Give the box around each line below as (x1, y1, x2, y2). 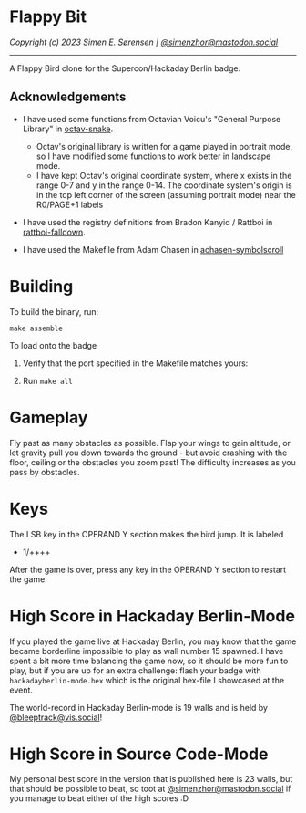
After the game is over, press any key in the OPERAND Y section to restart (9, 564, 287, 575)
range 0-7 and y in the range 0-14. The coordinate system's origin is (36, 180, 293, 191)
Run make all (22, 375, 73, 386)
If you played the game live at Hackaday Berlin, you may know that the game (9, 636, 297, 647)
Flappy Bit (9, 6, 87, 27)
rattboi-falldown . (22, 226, 86, 237)
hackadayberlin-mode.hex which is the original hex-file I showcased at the (9, 674, 285, 685)
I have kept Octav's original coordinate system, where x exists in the (36, 170, 292, 181)
